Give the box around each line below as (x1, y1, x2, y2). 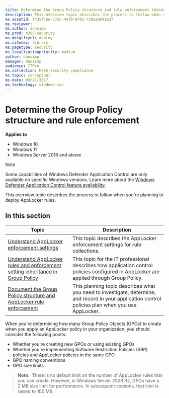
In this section (5, 211, 51, 220)
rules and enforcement (8, 262, 62, 269)
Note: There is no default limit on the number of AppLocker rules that (17, 372, 162, 378)
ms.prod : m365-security (5, 31, 55, 36)
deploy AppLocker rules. (5, 197, 56, 203)
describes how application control (72, 262, 153, 269)
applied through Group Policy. (72, 275, 143, 282)
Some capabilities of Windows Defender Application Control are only (5, 171, 147, 177)
